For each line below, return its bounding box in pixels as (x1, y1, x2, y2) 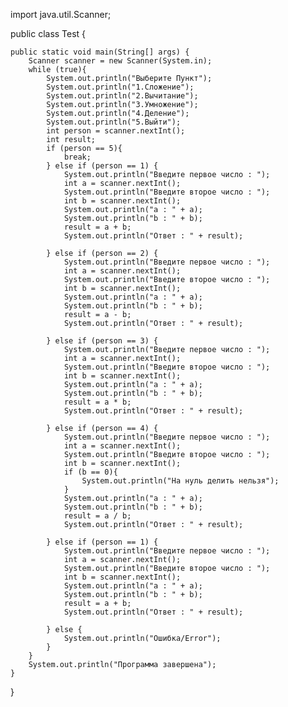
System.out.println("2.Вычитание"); (46, 91, 199, 101)
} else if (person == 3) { (46, 336, 159, 346)
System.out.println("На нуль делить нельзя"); (81, 476, 280, 486)
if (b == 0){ (63, 467, 118, 477)
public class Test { (10, 28, 87, 39)
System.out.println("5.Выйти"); (46, 117, 182, 127)
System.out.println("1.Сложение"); (46, 82, 195, 92)
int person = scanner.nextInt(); (46, 126, 186, 136)
